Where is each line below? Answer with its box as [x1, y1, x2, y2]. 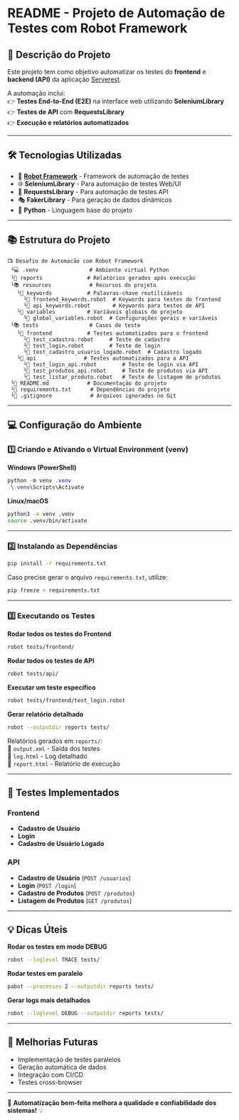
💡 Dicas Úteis [7, 924, 68, 936]
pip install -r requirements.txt [7, 560, 107, 567]
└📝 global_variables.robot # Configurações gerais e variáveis [23, 314, 218, 322]
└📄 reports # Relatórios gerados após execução [10, 274, 196, 281]
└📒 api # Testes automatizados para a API [16, 355, 190, 362]
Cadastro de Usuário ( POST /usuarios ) [17, 873, 132, 882]
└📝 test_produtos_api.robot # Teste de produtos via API [23, 367, 208, 374]
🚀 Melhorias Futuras [7, 1036, 98, 1049]
